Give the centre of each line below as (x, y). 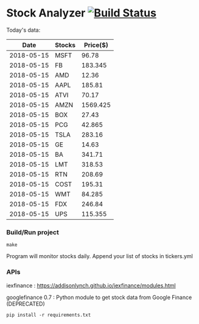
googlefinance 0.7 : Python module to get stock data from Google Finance (99, 297)
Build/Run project (33, 232)
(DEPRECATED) (26, 304)
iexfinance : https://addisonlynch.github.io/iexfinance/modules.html (91, 285)
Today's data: (23, 30)
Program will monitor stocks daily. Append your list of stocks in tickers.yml (100, 256)
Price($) (96, 45)
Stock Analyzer (46, 13)
